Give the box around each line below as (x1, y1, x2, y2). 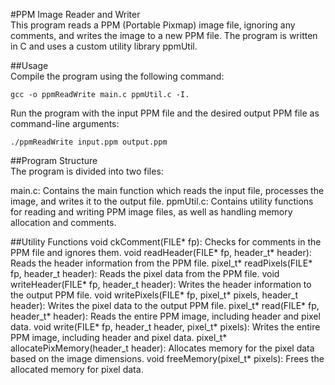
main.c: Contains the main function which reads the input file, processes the (10, 185, 325, 196)
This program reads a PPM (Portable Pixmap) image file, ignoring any (10, 19, 296, 31)
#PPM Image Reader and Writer (10, 9, 141, 20)
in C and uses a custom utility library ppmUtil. (10, 40, 198, 52)
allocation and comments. (10, 217, 117, 228)
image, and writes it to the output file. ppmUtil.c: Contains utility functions (10, 195, 314, 207)
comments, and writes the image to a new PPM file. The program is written (10, 30, 318, 41)
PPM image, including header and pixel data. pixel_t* (10, 332, 228, 343)
